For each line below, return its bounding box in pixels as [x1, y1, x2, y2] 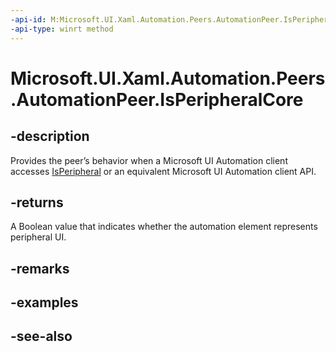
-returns [10, 194, 64, 211]
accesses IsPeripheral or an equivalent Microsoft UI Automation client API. [10, 165, 317, 177]
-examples [10, 294, 79, 311]
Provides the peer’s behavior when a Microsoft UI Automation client [10, 154, 288, 166]
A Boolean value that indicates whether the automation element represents [10, 221, 318, 233]
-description [10, 128, 90, 145]
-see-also [10, 328, 73, 345]
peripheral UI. [10, 231, 67, 243]
